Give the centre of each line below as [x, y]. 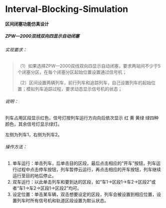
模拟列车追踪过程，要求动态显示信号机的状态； [74, 89]
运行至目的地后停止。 [34, 176]
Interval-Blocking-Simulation [67, 9]
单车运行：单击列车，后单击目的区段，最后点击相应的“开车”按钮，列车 [84, 163]
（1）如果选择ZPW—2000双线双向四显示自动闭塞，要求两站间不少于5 [89, 66]
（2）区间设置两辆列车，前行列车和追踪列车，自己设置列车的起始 [84, 83]
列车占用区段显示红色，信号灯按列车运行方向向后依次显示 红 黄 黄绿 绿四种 [82, 117]
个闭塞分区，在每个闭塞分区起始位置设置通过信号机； [72, 72]
